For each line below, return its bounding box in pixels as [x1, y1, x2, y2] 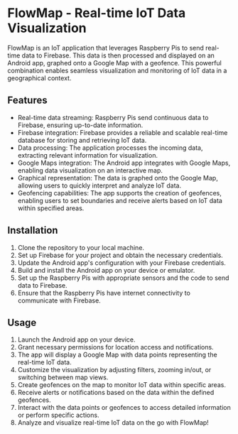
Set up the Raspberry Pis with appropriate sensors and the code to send [17, 273, 229, 282]
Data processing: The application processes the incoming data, [17, 143, 204, 152]
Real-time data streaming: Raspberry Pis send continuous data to [17, 113, 209, 121]
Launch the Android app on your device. [17, 335, 136, 344]
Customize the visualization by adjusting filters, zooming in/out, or [17, 366, 212, 374]
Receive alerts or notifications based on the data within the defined [17, 389, 215, 397]
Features [7, 94, 48, 107]
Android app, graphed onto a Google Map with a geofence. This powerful [7, 58, 222, 67]
